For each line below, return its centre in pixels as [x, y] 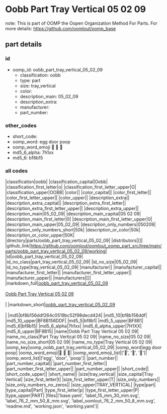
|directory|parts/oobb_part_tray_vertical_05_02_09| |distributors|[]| [74, 240]
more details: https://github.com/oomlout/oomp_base [61, 28]
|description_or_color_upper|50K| [40, 235]
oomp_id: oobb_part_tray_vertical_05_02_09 [58, 69]
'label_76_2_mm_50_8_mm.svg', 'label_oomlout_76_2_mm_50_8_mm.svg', [80, 401]
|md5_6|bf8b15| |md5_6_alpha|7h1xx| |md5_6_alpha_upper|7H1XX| [73, 326]
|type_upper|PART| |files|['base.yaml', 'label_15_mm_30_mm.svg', [72, 395]
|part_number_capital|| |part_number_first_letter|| [56, 364]
